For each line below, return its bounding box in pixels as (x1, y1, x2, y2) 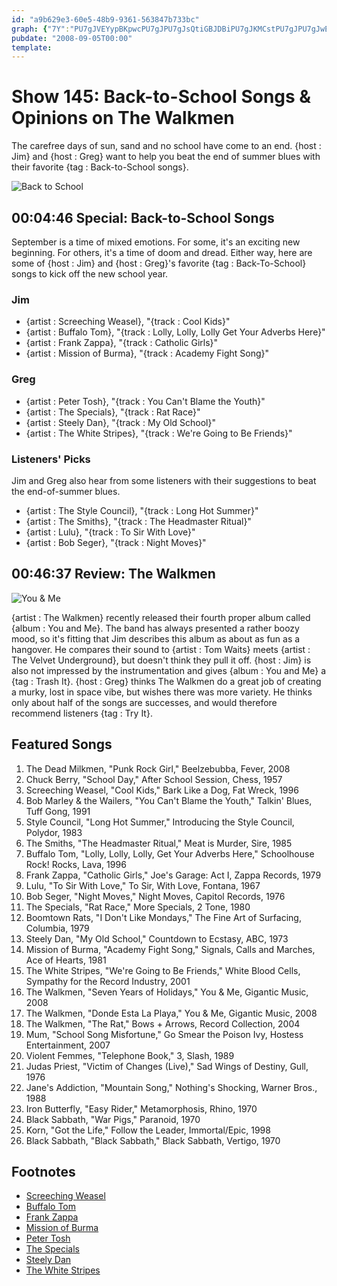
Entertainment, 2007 (25, 1039, 111, 1051)
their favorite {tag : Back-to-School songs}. (11, 161, 189, 173)
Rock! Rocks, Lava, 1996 (25, 858, 127, 870)
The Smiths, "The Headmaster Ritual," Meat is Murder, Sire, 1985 (25, 837, 293, 849)
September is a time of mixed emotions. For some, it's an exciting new (11, 236, 301, 248)
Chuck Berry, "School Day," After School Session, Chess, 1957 (25, 773, 283, 785)
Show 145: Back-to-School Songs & (11, 86, 312, 108)
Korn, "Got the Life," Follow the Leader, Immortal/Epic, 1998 (25, 1124, 271, 1136)
